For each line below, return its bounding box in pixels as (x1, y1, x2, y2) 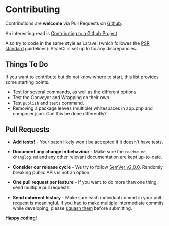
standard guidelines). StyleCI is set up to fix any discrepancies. (5, 45, 137, 51)
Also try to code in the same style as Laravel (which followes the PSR (5, 40, 150, 46)
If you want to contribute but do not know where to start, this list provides (5, 74, 159, 80)
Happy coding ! (5, 215, 37, 221)
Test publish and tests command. (12, 100, 84, 106)
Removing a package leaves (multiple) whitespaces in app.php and (12, 105, 153, 111)
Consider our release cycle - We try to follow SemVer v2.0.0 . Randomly (12, 164, 163, 170)
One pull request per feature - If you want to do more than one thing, (12, 179, 158, 185)
